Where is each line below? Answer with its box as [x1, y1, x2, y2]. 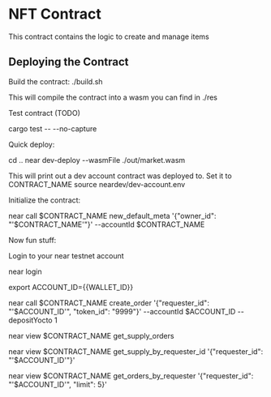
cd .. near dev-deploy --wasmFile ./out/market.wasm [8, 155, 186, 164]
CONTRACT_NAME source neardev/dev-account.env [8, 179, 186, 189]
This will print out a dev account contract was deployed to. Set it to [8, 171, 233, 181]
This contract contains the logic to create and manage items [8, 32, 209, 41]
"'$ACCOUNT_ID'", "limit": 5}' [8, 379, 108, 389]
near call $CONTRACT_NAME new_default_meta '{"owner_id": [8, 211, 217, 220]
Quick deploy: [8, 139, 55, 149]
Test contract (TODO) [8, 108, 81, 117]
